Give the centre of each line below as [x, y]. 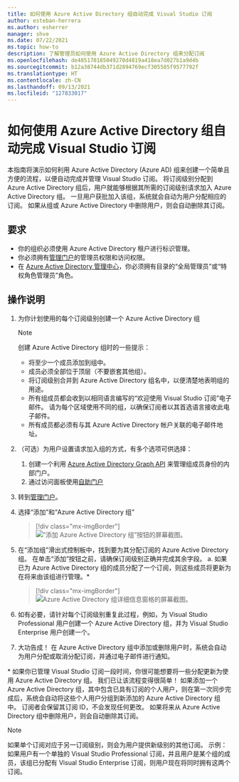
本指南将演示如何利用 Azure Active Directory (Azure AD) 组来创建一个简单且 [118, 170]
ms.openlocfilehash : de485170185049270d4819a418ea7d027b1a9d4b [103, 61]
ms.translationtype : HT [43, 73]
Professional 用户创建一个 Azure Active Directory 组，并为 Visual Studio [123, 623]
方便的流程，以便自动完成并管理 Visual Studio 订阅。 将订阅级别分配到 [110, 179]
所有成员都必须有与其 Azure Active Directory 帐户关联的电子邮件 [122, 424]
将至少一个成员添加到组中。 [69, 362]
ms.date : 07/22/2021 [38, 41]
